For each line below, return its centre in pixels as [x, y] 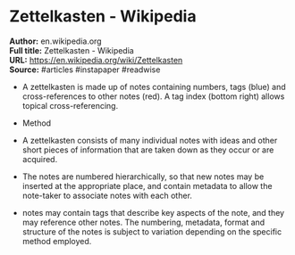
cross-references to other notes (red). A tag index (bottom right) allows [153, 96]
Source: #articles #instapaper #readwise [85, 70]
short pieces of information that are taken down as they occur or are [148, 150]
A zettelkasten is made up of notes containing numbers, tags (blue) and [154, 86]
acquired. [40, 159]
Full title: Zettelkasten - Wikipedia [72, 50]
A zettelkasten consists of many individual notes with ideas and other [150, 140]
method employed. [57, 241]
